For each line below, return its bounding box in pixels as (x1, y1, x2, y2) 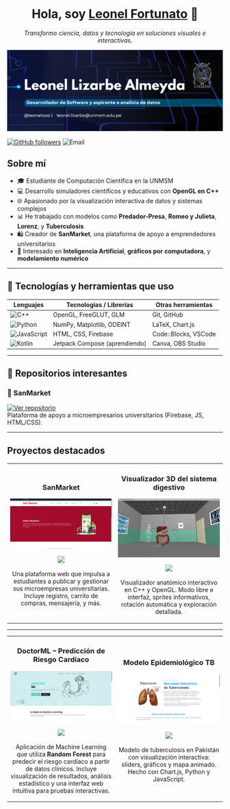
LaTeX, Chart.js (152, 320, 195, 328)
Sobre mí (7, 158, 47, 170)
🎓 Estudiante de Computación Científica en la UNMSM (16, 176, 174, 185)
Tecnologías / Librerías (66, 301, 133, 309)
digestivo (153, 482, 185, 492)
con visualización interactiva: (127, 753, 210, 761)
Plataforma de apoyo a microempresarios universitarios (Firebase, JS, (7, 411, 204, 420)
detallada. (155, 608, 183, 616)
